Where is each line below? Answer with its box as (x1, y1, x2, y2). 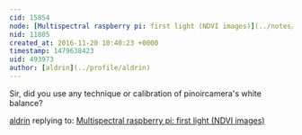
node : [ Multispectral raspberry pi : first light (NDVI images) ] (9, 22, 255, 31)
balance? (9, 97, 43, 108)
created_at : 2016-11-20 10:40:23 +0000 (9, 38, 159, 48)
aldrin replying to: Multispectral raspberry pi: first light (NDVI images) (9, 114, 265, 126)
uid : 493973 (9, 55, 54, 64)
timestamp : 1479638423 (9, 47, 94, 56)
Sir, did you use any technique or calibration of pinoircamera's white (9, 87, 262, 99)
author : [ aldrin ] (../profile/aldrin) (9, 64, 151, 73)
